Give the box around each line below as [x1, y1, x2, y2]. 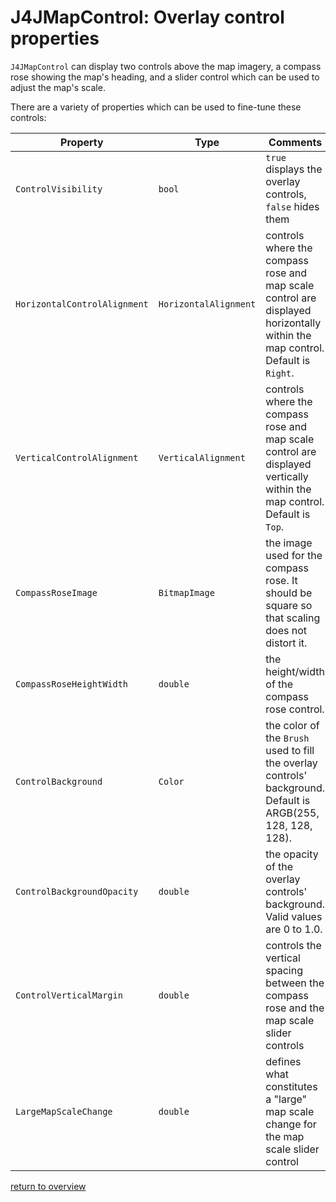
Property [60, 135, 104, 149]
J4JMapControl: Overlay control [10, 6, 285, 29]
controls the [265, 938, 322, 952]
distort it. [265, 636, 308, 650]
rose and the [265, 1001, 325, 1015]
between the [265, 976, 325, 990]
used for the [265, 548, 323, 562]
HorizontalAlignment [158, 298, 257, 310]
